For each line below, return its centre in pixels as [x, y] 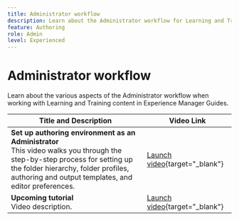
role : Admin [25, 34]
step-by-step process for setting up [72, 160]
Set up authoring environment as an [73, 133]
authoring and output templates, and [72, 178]
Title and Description [75, 120]
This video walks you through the [67, 150]
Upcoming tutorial [42, 198]
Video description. [42, 207]
